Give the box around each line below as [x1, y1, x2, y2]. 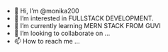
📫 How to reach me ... [13, 37, 80, 45]
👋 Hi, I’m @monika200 [13, 7, 79, 15]
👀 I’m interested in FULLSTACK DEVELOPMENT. [13, 14, 154, 22]
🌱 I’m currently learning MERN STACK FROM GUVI [13, 22, 161, 30]
